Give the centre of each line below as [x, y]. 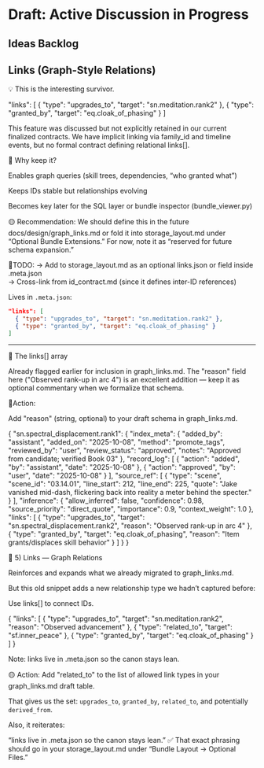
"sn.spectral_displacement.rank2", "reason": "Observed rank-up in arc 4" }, [130, 526]
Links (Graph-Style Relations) [82, 70]
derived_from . [30, 709]
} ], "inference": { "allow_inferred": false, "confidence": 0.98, [106, 500]
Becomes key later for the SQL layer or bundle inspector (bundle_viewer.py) [130, 206]
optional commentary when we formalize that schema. [96, 388]
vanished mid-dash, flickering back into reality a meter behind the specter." [130, 492]
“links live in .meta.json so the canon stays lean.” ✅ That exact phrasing [124, 740]
